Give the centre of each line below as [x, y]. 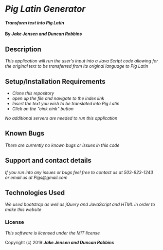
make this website [23, 210]
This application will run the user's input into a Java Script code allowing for [81, 61]
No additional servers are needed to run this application [61, 118]
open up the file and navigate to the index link [58, 98]
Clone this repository [33, 93]
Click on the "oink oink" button [43, 109]
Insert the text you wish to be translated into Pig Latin [66, 104]
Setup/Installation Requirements [55, 81]
